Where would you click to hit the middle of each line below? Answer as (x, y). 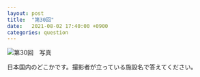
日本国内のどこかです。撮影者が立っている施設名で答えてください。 (102, 67)
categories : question (38, 32)
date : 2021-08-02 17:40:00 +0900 (58, 26)
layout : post (26, 13)
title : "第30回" (31, 20)
